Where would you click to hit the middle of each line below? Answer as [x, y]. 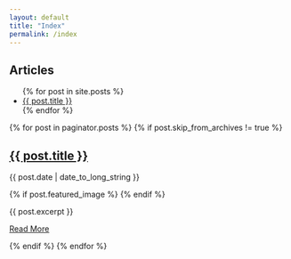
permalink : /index [43, 34]
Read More [29, 229]
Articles [32, 70]
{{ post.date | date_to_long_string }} [75, 177]
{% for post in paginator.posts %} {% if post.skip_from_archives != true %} [146, 128]
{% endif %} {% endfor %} [58, 246]
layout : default [39, 17]
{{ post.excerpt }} [41, 211]
